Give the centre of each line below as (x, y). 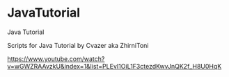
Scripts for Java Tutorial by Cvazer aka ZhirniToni (78, 45)
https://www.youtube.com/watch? (56, 59)
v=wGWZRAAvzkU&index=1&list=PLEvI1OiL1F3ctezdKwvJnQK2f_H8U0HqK (114, 66)
